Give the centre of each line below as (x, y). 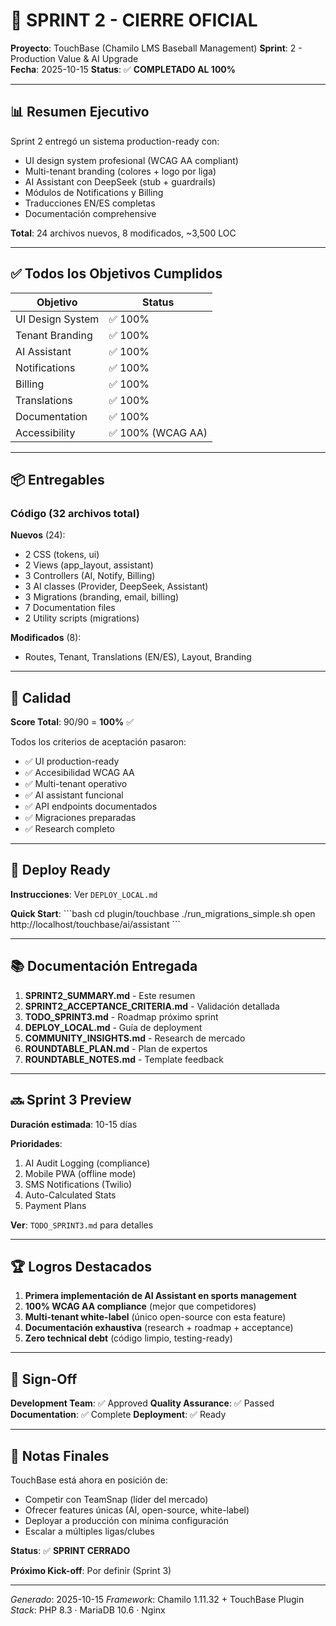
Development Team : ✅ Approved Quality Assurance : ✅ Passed (142, 1403)
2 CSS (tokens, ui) (62, 555)
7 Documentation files (70, 608)
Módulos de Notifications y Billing (94, 192)
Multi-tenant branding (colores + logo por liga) (120, 171)
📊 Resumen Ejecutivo (80, 112)
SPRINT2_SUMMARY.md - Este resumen (110, 995)
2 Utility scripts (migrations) (82, 618)
